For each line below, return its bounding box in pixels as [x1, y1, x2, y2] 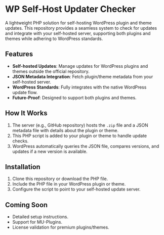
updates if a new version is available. [12, 148, 88, 154]
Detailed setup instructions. [12, 214, 69, 220]
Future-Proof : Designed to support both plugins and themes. [12, 94, 137, 100]
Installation [5, 162, 41, 171]
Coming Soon [5, 200, 48, 209]
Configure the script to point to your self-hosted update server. [12, 187, 141, 192]
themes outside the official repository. [12, 68, 90, 74]
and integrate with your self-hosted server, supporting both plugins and [5, 30, 151, 36]
